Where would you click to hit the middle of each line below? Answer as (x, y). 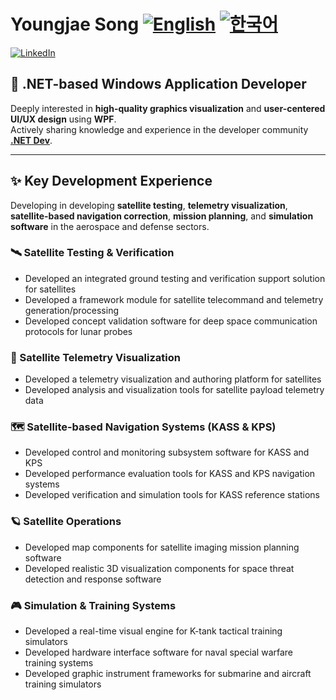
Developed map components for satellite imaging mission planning (162, 547)
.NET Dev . (31, 140)
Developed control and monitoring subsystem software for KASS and (167, 452)
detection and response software (93, 579)
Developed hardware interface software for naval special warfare (159, 652)
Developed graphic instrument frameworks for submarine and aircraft (168, 674)
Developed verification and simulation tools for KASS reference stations (172, 495)
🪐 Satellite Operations (66, 522)
